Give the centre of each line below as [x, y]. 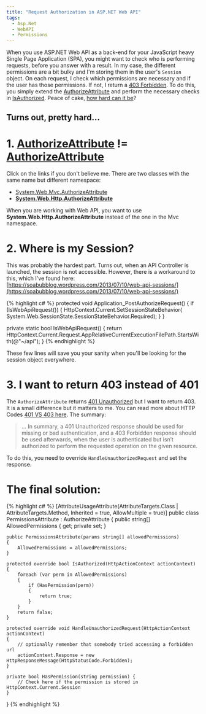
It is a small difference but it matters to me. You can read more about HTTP [101, 408]
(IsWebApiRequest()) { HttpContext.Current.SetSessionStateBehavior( [94, 310]
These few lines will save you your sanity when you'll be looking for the [96, 353]
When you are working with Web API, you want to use [74, 211]
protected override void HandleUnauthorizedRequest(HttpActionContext [98, 629]
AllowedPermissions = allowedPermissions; [72, 548]
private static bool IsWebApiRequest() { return [64, 328]
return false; [35, 612]
